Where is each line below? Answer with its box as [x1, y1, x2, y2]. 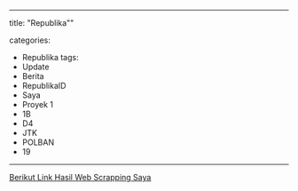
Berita [21, 71, 44, 81]
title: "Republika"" [9, 18, 74, 28]
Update [21, 61, 50, 72]
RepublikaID [21, 81, 67, 91]
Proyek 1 [21, 99, 53, 109]
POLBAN [21, 137, 55, 147]
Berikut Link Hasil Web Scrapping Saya [9, 172, 152, 182]
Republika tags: [21, 52, 79, 62]
